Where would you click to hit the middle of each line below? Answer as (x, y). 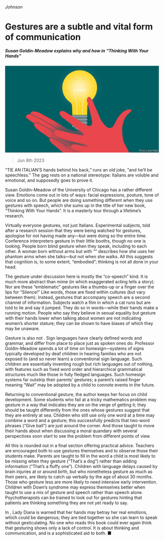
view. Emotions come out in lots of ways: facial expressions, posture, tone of (82, 195)
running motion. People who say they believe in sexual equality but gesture (81, 313)
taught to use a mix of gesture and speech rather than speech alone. (74, 492)
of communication (43, 37)
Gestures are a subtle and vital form (79, 26)
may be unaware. (22, 329)
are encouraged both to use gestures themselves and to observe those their (82, 451)
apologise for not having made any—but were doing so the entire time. (76, 236)
